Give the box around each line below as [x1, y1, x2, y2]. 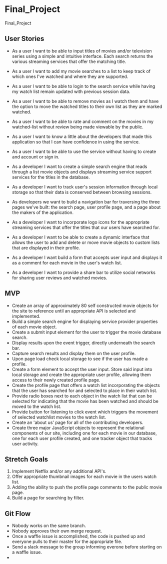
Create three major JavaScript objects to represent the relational [11, 424, 144, 430]
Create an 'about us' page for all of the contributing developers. [11, 419, 143, 425]
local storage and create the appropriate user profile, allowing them [11, 371, 151, 377]
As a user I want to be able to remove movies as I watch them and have [11, 98, 159, 104]
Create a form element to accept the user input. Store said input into [11, 366, 152, 372]
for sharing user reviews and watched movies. [11, 274, 107, 280]
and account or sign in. [11, 153, 59, 159]
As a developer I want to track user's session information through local [11, 183, 158, 189]
